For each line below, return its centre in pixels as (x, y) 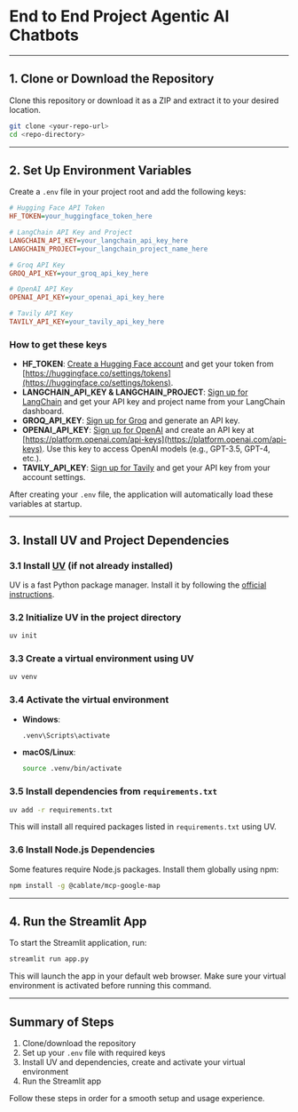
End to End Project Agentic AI (119, 16)
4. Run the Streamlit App (78, 922)
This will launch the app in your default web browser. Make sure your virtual (148, 976)
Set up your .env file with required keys (94, 1053)
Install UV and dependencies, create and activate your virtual (133, 1062)
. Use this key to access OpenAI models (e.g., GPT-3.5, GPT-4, (156, 449)
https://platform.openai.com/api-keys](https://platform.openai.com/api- (156, 440)
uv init (24, 636)
